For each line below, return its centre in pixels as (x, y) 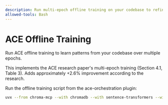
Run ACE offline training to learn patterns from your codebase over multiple (83, 53)
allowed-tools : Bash (27, 14)
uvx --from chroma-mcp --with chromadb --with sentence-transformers (79, 97)
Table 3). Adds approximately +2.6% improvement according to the (74, 73)
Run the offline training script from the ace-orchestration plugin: (71, 88)
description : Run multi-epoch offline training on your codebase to (78, 10)
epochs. (13, 58)
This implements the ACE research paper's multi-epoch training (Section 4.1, (84, 68)
